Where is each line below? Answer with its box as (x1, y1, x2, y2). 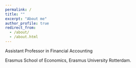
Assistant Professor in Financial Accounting (5, 47, 93, 54)
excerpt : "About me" (5, 16, 47, 21)
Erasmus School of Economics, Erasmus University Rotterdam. (5, 57, 131, 63)
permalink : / (5, 7, 32, 12)
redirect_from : (5, 25, 36, 30)
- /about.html (9, 35, 38, 40)
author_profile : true (5, 21, 49, 26)
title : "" (5, 12, 25, 17)
